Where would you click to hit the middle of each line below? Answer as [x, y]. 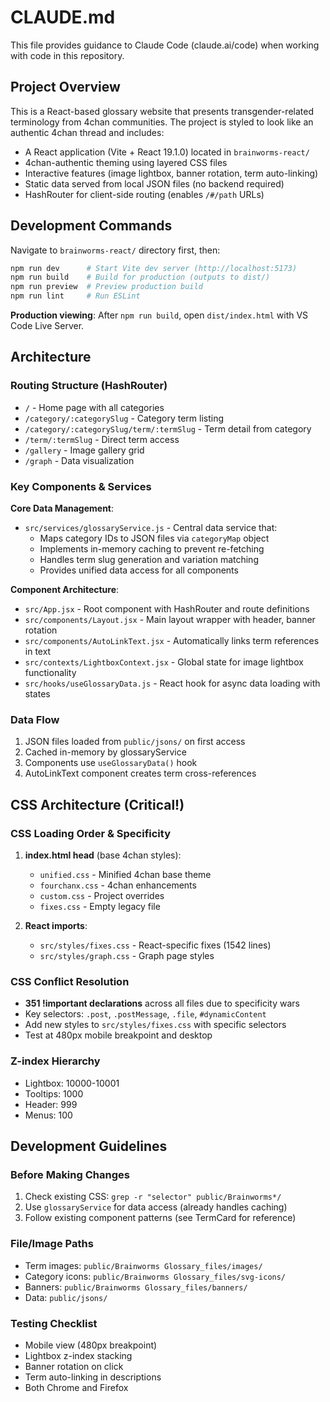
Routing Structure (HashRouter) [89, 386]
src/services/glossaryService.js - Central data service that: [151, 528]
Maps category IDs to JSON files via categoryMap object [154, 538]
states [37, 694]
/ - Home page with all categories [94, 407]
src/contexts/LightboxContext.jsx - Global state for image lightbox [164, 662]
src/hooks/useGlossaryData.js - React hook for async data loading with [172, 683]
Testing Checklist [54, 1323]
